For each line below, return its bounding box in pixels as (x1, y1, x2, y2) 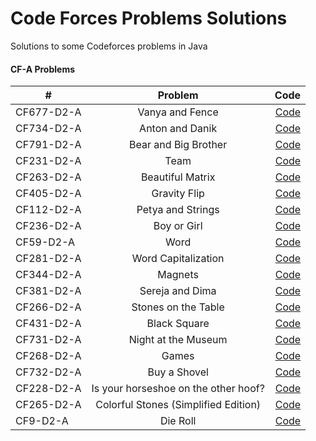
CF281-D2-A (15, 252, 82, 266)
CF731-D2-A (15, 333, 82, 347)
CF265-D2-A (15, 398, 82, 412)
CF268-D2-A (15, 349, 82, 363)
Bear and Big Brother (129, 138, 228, 152)
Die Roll (159, 414, 197, 428)
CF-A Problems (10, 63, 76, 75)
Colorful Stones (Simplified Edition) (95, 398, 262, 412)
